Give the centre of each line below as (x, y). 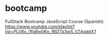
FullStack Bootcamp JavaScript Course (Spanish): (55, 21)
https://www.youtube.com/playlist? (40, 26)
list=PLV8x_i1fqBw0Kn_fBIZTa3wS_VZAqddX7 (51, 31)
